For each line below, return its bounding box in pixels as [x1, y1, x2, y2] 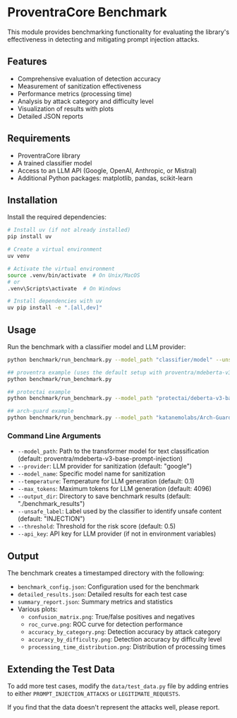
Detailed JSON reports [17, 112, 83, 120]
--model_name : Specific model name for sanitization [17, 469, 166, 478]
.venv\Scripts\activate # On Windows [7, 285, 121, 292]
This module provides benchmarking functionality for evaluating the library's [7, 28, 230, 36]
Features [7, 56, 47, 68]
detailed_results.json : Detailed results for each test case [17, 590, 188, 599]
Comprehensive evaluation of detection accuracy [17, 74, 161, 83]
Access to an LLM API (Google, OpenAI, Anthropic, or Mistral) [17, 166, 197, 175]
